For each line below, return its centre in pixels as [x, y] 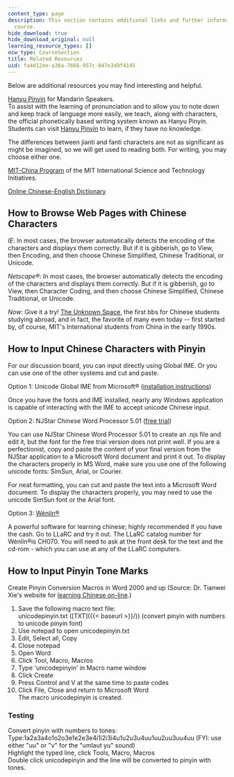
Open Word [34, 653]
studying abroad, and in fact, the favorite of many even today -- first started [116, 320]
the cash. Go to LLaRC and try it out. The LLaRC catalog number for [105, 534]
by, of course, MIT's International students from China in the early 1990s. [112, 327]
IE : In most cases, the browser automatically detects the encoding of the [111, 240]
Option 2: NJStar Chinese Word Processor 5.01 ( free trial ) [90, 421]
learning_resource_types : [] [50, 46]
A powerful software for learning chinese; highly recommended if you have [115, 527]
